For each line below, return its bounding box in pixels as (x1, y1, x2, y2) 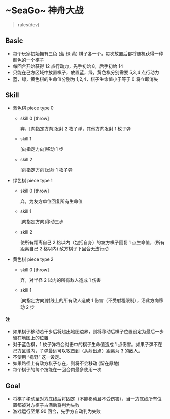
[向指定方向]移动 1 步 (20, 146, 64, 152)
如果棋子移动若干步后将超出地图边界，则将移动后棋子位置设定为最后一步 (12, 328, 164, 334)
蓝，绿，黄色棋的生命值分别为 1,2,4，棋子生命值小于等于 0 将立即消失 (12, 75, 158, 82)
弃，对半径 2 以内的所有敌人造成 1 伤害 (20, 277, 101, 283)
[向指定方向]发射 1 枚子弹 (20, 167, 73, 173)
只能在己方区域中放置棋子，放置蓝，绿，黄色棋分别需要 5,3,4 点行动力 (12, 69, 159, 75)
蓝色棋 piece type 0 (12, 105, 54, 111)
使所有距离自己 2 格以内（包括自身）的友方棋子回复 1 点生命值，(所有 (20, 239, 165, 245)
